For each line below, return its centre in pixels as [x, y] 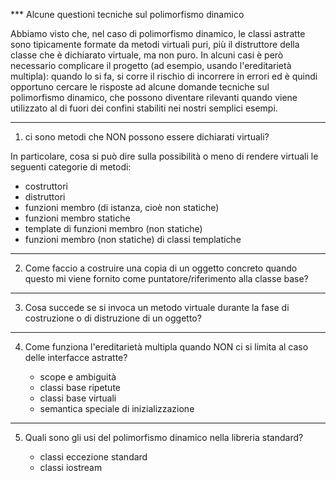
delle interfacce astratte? [76, 357]
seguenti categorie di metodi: [71, 167]
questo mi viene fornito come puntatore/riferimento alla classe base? [166, 278]
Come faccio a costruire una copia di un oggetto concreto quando [161, 268]
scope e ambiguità [78, 377]
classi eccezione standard [93, 457]
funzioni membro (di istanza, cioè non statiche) [122, 207]
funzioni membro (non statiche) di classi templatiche [133, 239]
